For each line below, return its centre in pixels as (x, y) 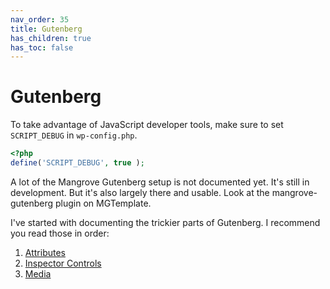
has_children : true (51, 38)
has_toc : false (42, 47)
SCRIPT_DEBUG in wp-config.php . (74, 135)
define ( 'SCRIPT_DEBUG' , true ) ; (77, 163)
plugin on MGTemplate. (103, 203)
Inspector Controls (63, 263)
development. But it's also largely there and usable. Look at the (140, 192)
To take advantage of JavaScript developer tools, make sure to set (147, 125)
